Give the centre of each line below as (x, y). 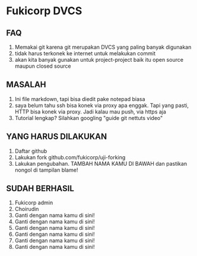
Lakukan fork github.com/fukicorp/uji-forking (70, 157)
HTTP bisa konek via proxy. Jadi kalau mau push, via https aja (90, 112)
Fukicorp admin (34, 203)
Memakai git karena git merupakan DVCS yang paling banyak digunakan (103, 47)
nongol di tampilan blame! (46, 170)
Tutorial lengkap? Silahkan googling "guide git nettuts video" (89, 118)
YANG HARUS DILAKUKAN (57, 137)
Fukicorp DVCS (44, 11)
